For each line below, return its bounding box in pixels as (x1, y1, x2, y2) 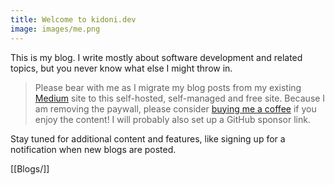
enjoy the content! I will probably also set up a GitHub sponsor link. (34, 113, 311, 125)
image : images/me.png (10, 24, 101, 34)
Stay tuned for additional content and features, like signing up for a (10, 132, 286, 145)
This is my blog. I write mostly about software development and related (10, 51, 303, 63)
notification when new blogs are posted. (10, 143, 177, 155)
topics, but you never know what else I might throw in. (10, 62, 233, 74)
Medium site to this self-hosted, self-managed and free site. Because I (34, 92, 326, 104)
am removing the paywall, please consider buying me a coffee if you (34, 102, 317, 115)
